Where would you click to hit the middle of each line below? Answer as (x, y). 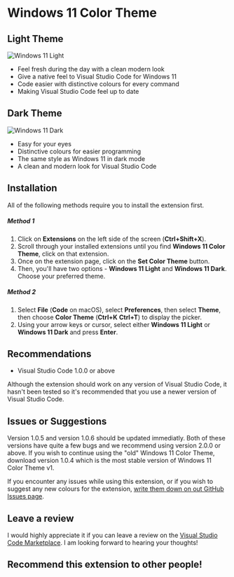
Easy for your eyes (44, 144)
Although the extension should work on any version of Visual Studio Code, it (117, 384)
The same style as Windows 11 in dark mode (81, 158)
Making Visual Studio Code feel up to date (78, 91)
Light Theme (35, 39)
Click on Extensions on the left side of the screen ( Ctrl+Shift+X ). (112, 239)
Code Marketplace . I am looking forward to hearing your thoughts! (103, 543)
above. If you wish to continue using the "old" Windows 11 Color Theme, (111, 453)
